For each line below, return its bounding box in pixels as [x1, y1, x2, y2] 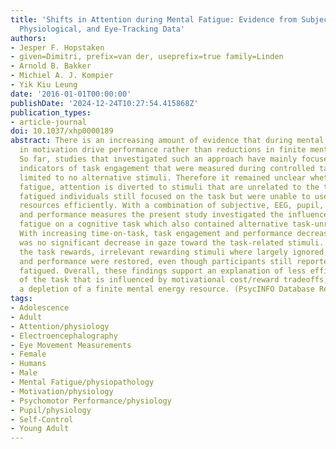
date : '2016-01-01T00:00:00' [10, 89, 132, 99]
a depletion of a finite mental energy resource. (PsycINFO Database [19, 284, 315, 295]
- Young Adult [10, 424, 70, 434]
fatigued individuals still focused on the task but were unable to [19, 191, 311, 201]
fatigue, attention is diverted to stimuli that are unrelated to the [19, 182, 320, 192]
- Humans [10, 359, 47, 369]
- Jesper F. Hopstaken [10, 42, 105, 53]
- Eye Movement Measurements [10, 340, 132, 350]
